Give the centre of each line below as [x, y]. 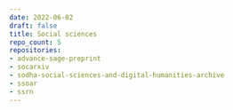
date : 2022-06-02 [41, 17]
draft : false [33, 26]
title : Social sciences [53, 34]
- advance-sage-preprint [55, 59]
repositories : [36, 51]
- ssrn [21, 91]
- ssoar [24, 83]
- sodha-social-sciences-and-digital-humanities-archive [117, 75]
